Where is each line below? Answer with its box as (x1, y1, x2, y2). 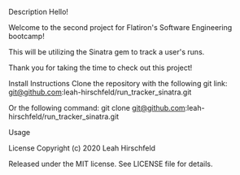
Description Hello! (8, 7, 69, 16)
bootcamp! (8, 32, 45, 41)
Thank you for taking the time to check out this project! (8, 63, 193, 72)
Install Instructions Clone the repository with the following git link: (8, 79, 228, 88)
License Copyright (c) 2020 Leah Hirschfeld (8, 143, 156, 153)
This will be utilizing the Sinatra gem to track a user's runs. (8, 47, 205, 56)
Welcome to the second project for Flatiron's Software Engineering (8, 23, 233, 32)
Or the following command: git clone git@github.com (8, 103, 185, 112)
